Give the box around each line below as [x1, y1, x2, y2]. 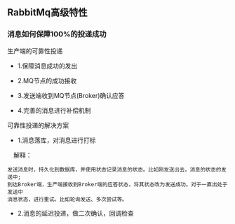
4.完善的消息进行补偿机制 [17, 106, 91, 114]
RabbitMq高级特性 [7, 6, 88, 19]
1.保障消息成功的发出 [17, 62, 78, 70]
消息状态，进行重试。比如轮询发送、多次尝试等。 [7, 195, 128, 203]
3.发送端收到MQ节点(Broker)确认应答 [17, 91, 125, 99]
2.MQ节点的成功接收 [17, 76, 77, 85]
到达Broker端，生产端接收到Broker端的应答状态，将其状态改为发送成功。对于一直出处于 [7, 181, 228, 188]
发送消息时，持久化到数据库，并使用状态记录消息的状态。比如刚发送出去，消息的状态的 [7, 166, 222, 173]
